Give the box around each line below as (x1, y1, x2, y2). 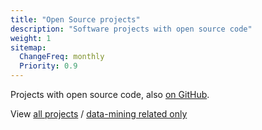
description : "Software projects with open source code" (10, 24, 253, 34)
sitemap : (10, 42, 47, 53)
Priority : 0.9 (19, 61, 78, 71)
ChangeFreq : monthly (19, 52, 105, 62)
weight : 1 (10, 33, 52, 43)
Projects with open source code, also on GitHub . (10, 89, 210, 100)
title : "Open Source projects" (10, 14, 141, 25)
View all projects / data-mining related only (10, 108, 188, 120)
